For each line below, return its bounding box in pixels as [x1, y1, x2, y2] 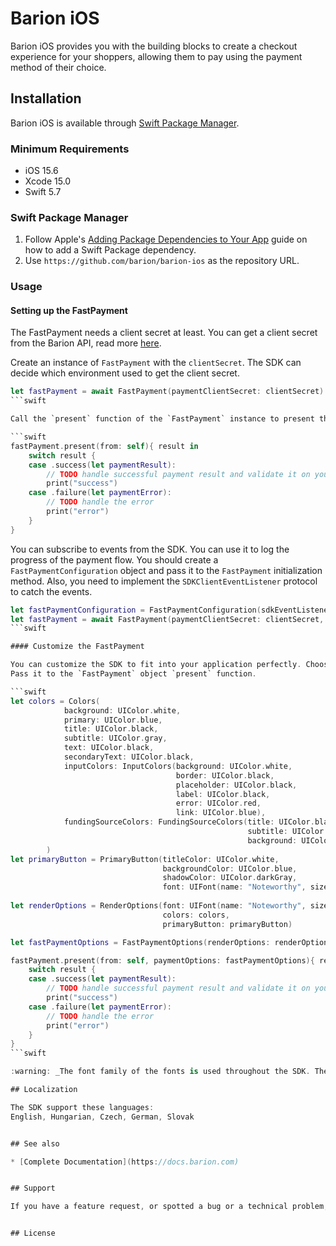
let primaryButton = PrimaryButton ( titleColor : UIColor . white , [10, 854, 280, 864]
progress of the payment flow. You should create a [10, 553, 219, 566]
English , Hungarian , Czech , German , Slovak [10, 1112, 195, 1122]
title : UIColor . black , [63, 724, 159, 734]
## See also [10, 1138, 60, 1149]
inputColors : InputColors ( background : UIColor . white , [63, 761, 293, 771]
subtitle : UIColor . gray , [63, 733, 168, 744]
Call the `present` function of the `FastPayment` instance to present [10, 414, 315, 424]
